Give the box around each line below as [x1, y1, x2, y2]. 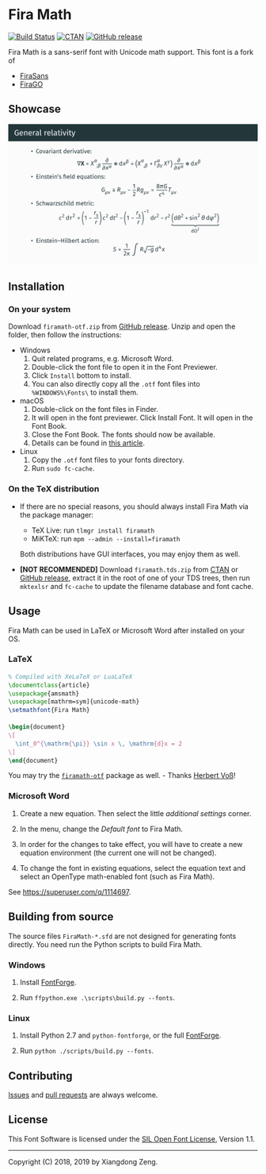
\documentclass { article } [8, 681, 90, 689]
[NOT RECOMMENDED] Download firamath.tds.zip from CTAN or [19, 564, 239, 574]
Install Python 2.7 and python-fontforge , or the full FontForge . [19, 1030, 222, 1041]
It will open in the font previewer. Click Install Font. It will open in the [31, 413, 253, 422]
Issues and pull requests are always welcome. [8, 1090, 158, 1099]
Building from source [8, 910, 114, 924]
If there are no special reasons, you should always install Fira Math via [19, 502, 249, 511]
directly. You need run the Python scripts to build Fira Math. [8, 939, 203, 949]
